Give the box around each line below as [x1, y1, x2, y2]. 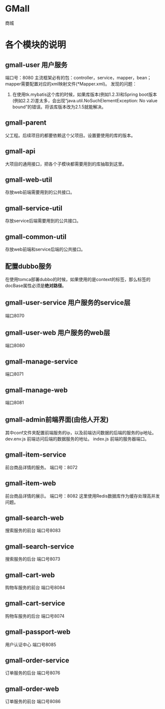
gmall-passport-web [5, 628, 71, 636]
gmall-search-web [5, 513, 64, 522]
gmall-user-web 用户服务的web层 [5, 329, 110, 337]
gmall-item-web [5, 479, 56, 488]
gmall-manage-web [5, 386, 68, 394]
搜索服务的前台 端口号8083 [5, 527, 61, 534]
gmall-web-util [5, 175, 53, 184]
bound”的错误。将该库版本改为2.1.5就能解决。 [12, 104, 107, 110]
